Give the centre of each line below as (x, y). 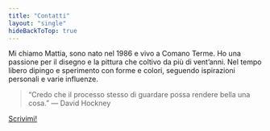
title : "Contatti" (39, 16)
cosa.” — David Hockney (69, 103)
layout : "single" (37, 23)
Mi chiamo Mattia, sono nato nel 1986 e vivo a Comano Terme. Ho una (125, 54)
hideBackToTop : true (43, 31)
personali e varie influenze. (53, 79)
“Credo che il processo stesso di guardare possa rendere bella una (139, 95)
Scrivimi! (23, 119)
